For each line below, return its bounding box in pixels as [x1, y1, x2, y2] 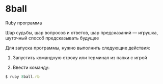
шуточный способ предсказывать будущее [5, 35, 99, 41]
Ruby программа [5, 20, 42, 26]
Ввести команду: [12, 64, 50, 70]
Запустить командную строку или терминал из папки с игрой [12, 54, 148, 61]
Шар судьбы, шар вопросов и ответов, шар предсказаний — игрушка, [5, 29, 158, 35]
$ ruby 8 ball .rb [5, 74, 40, 79]
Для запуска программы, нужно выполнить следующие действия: [5, 45, 150, 51]
